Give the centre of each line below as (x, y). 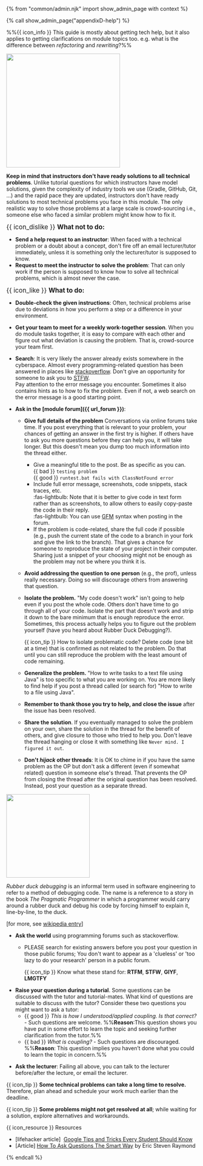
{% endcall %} (25, 1158)
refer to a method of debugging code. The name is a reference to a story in (100, 893)
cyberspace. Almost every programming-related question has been (99, 365)
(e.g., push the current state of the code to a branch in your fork (113, 536)
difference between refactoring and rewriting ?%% (69, 45)
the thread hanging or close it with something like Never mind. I (104, 742)
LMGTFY (35, 978)
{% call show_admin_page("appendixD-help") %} (68, 20)
